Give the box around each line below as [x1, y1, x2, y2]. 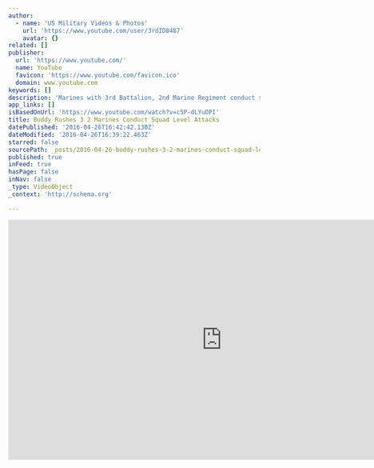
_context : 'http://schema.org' [8, 190, 113, 198]
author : [8, 11, 34, 20]
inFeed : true [8, 161, 52, 169]
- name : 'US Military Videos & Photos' [15, 19, 149, 27]
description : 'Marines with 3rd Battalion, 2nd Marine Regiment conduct [8, 94, 256, 102]
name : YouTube [15, 64, 62, 72]
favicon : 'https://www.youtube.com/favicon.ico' [15, 71, 181, 79]
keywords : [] [8, 86, 52, 94]
